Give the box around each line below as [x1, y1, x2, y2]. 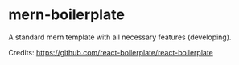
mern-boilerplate [8, 6, 125, 24]
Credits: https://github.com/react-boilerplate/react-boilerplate [8, 47, 213, 57]
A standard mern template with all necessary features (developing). [8, 32, 232, 42]
